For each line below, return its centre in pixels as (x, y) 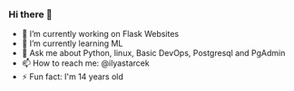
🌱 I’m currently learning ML (72, 43)
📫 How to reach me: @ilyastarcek (86, 63)
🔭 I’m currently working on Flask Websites (100, 34)
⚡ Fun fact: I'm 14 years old (73, 77)
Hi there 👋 (31, 14)
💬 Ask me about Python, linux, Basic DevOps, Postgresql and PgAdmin (153, 53)
